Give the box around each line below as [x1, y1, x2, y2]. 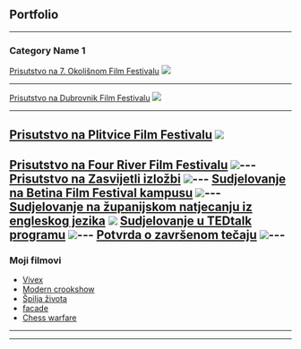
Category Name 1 [9, 44, 86, 56]
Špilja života [21, 294, 67, 304]
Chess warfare [21, 312, 78, 323]
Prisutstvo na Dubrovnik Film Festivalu [9, 93, 150, 104]
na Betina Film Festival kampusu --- [9, 185, 221, 200]
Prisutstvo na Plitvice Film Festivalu [9, 127, 213, 142]
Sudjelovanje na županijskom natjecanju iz [9, 199, 253, 214]
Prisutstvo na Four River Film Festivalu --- [9, 157, 257, 173]
